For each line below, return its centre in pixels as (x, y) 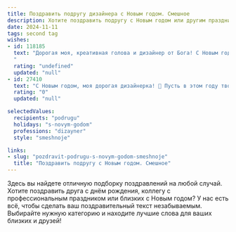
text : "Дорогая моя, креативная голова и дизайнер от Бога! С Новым (116, 53)
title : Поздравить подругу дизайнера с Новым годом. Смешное (99, 14)
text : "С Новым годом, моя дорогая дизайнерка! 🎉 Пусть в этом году (116, 86)
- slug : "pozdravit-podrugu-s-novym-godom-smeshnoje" (88, 157)
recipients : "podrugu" (47, 118)
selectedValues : (31, 112)
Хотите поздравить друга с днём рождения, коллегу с (89, 191)
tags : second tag (33, 33)
